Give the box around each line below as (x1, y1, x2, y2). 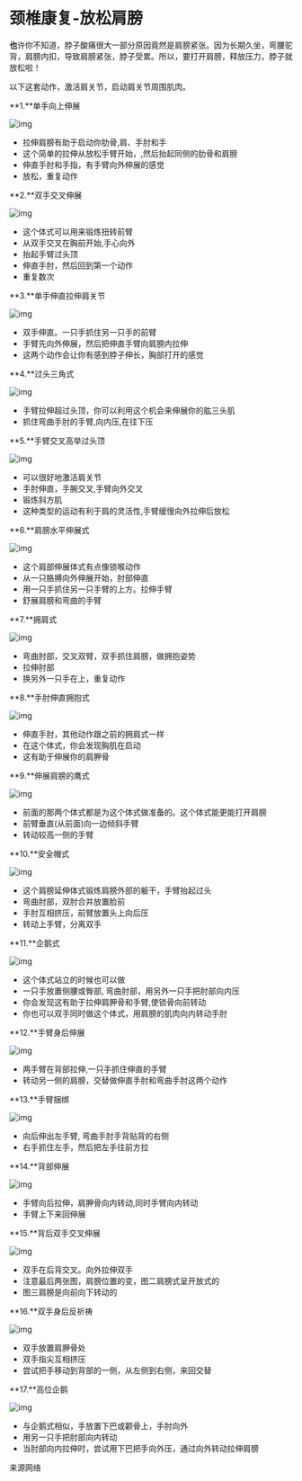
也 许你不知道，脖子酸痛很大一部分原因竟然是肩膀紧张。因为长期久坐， (9, 40, 270, 50)
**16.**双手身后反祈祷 (9, 1306, 93, 1316)
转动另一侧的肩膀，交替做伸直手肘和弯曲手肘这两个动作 (22, 1075, 227, 1085)
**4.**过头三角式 (9, 368, 75, 379)
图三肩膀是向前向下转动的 (22, 1287, 118, 1298)
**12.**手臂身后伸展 (9, 1027, 85, 1038)
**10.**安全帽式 (9, 848, 70, 859)
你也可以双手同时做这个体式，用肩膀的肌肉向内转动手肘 (22, 1008, 227, 1019)
